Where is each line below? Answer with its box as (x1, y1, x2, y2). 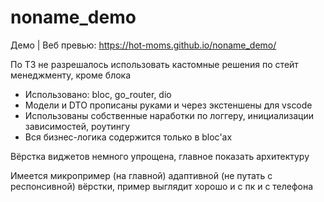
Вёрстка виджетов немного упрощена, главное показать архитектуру (10, 150, 310, 162)
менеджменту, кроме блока (10, 69, 132, 81)
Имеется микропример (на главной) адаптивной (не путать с (10, 169, 273, 181)
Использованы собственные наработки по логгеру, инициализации (24, 109, 314, 121)
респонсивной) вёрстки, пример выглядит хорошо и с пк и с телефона (10, 180, 314, 192)
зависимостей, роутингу (24, 120, 131, 132)
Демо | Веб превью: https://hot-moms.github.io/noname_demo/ (10, 39, 277, 51)
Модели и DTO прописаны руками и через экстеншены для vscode (24, 99, 313, 111)
